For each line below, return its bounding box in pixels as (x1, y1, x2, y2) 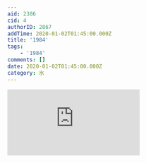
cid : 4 (7, 17, 27, 24)
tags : (7, 43, 23, 50)
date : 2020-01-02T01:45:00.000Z (7, 63, 102, 70)
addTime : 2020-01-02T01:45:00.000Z (7, 30, 112, 37)
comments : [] (7, 56, 46, 64)
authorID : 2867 (7, 23, 52, 30)
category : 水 (7, 69, 44, 76)
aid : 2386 (7, 10, 37, 18)
